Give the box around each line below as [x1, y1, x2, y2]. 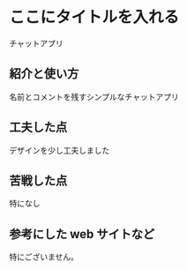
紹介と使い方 [9, 66, 79, 81]
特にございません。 [9, 251, 79, 262]
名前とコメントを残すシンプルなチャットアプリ [9, 91, 179, 101]
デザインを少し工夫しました [9, 145, 110, 155]
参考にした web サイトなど [9, 226, 155, 242]
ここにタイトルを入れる [9, 7, 180, 27]
